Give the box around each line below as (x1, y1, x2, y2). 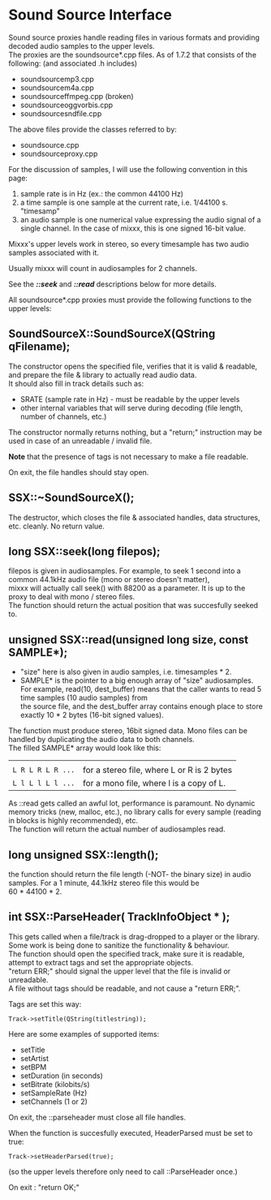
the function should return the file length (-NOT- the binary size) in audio (8, 870, 252, 878)
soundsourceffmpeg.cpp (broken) (19, 91, 134, 101)
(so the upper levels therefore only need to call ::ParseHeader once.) (8, 1167, 238, 1176)
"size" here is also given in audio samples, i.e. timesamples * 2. (19, 667, 232, 677)
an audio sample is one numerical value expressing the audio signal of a (19, 214, 261, 224)
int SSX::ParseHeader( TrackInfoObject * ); (8, 910, 230, 924)
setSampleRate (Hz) (19, 1088, 88, 1098)
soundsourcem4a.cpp (19, 83, 95, 93)
